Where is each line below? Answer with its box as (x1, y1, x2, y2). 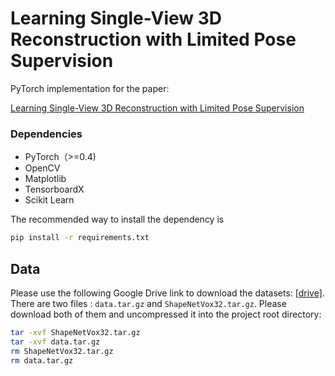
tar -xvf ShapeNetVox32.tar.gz (10, 327, 141, 337)
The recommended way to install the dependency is (10, 213, 225, 226)
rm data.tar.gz (10, 355, 74, 366)
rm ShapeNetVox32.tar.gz (10, 346, 114, 356)
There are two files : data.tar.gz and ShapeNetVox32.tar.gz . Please (10, 297, 287, 309)
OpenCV (24, 162, 61, 174)
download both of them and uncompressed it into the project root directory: (10, 308, 322, 320)
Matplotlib (24, 173, 67, 185)
